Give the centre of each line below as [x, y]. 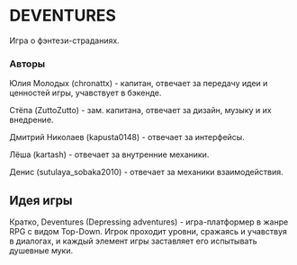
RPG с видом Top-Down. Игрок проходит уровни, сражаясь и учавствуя [148, 232]
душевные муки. [41, 251]
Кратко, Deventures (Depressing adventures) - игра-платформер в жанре [149, 222]
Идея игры [41, 200]
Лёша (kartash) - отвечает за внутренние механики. [109, 155]
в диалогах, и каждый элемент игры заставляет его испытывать [133, 241]
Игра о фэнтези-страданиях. [64, 40]
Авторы [27, 64]
